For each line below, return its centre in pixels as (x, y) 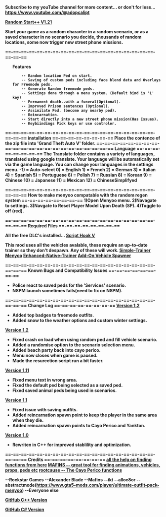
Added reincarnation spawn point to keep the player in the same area (84, 415)
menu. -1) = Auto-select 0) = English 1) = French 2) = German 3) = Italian (80, 170)
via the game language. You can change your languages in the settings (79, 164)
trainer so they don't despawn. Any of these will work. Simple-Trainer (78, 250)
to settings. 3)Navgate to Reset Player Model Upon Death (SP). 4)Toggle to (83, 206)
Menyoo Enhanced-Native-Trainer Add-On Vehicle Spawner (68, 256)
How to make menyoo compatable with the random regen (88, 195)
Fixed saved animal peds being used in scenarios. (64, 390)
